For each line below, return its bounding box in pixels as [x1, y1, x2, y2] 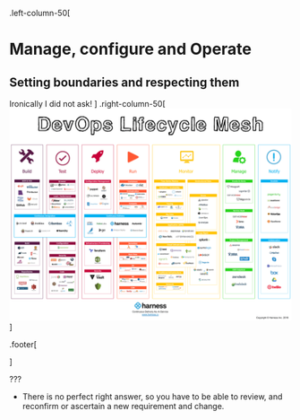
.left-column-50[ [9, 8, 71, 18]
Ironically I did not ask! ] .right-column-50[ [9, 99, 166, 109]
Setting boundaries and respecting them [9, 74, 240, 90]
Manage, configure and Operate [9, 39, 253, 59]
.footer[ [9, 339, 38, 349]
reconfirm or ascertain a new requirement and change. [21, 401, 225, 411]
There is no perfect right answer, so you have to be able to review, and [21, 391, 283, 402]
